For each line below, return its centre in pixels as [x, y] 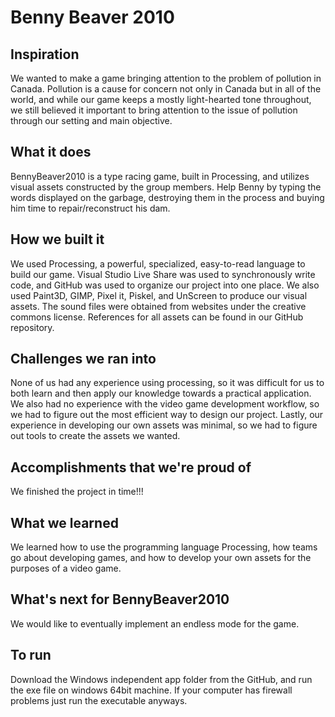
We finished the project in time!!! [77, 492]
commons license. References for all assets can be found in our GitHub [157, 317]
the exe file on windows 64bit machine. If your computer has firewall [151, 690]
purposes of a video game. [66, 568]
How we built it [57, 239]
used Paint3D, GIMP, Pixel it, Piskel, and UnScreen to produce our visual [159, 295]
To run [31, 655]
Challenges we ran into [83, 359]
